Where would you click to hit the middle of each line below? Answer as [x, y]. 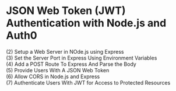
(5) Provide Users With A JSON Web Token [58, 70]
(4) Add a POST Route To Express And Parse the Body [71, 64]
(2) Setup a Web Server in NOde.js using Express [65, 51]
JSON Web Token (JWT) [66, 11]
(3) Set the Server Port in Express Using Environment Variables [82, 58]
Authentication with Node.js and [86, 23]
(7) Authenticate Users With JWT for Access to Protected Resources [88, 82]
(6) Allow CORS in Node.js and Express [53, 76]
